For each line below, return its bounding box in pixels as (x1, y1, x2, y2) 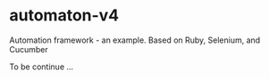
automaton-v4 (9, 5, 120, 26)
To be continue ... (9, 61, 74, 72)
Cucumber (9, 43, 49, 54)
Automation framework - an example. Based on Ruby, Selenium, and (9, 35, 261, 45)
